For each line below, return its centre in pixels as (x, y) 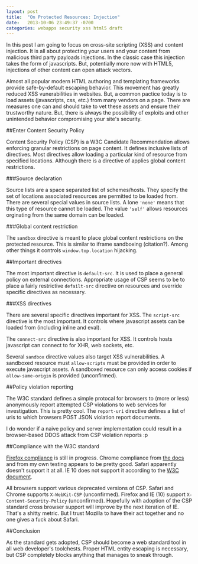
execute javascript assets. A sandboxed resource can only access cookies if (99, 369)
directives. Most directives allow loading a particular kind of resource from (97, 155)
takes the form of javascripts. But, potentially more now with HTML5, (90, 64)
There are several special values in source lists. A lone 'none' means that (95, 203)
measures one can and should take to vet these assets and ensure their (93, 106)
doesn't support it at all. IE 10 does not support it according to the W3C (92, 471)
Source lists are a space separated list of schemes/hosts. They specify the (97, 190)
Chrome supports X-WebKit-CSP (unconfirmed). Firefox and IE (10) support (96, 494)
